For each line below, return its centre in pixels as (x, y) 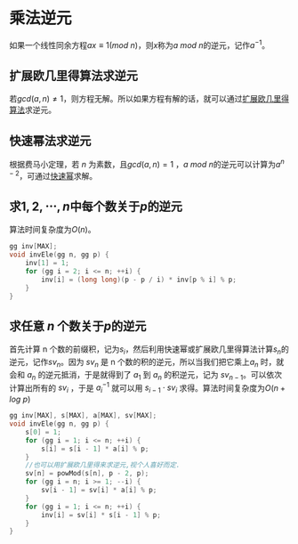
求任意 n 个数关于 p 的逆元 (78, 326)
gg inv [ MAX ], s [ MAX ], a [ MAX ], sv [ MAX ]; (83, 416)
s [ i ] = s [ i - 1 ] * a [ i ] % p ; (95, 449)
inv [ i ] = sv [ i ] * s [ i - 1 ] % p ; (101, 515)
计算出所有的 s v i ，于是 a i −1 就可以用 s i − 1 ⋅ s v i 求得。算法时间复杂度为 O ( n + (148, 388)
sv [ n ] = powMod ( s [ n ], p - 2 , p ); (87, 474)
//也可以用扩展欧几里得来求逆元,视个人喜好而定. (103, 465)
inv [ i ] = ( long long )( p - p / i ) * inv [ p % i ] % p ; (139, 280)
